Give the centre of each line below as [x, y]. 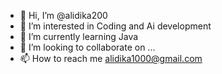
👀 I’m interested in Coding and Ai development [115, 26]
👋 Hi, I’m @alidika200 [63, 15]
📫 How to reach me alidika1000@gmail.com [111, 58]
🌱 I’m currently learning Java [79, 36]
